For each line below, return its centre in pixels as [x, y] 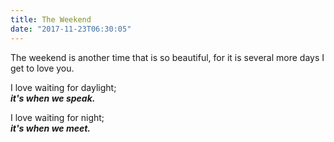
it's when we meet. [51, 128]
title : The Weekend [51, 19]
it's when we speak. [53, 98]
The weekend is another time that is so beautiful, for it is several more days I [167, 57]
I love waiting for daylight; [63, 87]
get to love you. [42, 68]
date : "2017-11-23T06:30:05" [71, 29]
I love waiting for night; [57, 117]
